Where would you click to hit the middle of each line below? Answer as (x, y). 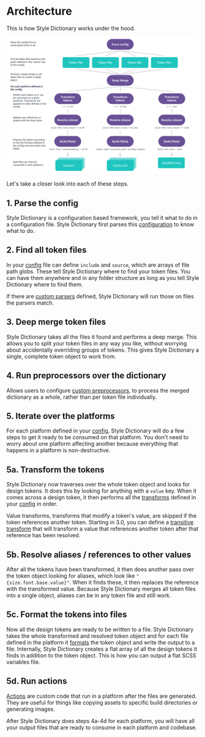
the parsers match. (30, 303)
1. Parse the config (42, 203)
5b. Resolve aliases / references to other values (99, 555)
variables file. (23, 662)
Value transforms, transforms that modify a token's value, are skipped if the (102, 516)
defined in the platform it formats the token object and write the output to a (101, 642)
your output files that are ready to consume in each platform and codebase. (102, 727)
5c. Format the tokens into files (67, 615)
